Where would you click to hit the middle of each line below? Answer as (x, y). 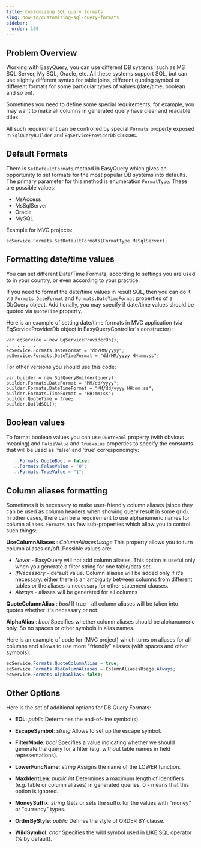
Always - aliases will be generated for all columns (76, 592)
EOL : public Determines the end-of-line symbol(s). (77, 719)
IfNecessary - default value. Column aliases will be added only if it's (99, 573)
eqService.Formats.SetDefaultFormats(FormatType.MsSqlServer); (87, 241)
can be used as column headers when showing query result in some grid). (98, 511)
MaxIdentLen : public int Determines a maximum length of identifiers (99, 778)
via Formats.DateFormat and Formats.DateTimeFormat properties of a (89, 298)
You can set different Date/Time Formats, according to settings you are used (101, 274)
